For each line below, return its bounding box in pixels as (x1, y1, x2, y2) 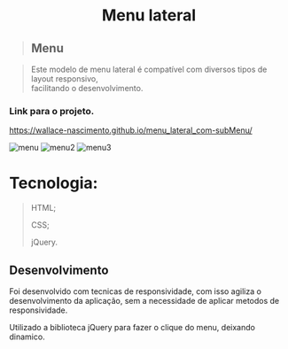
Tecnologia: (9, 174, 98, 193)
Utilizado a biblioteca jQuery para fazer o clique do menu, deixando (9, 322, 255, 333)
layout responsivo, (30, 74, 99, 84)
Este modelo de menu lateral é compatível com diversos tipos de (30, 64, 268, 74)
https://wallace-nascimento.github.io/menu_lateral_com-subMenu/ (9, 125, 253, 136)
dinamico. (9, 331, 46, 342)
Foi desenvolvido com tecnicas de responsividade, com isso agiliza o (9, 286, 261, 297)
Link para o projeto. (9, 105, 95, 117)
